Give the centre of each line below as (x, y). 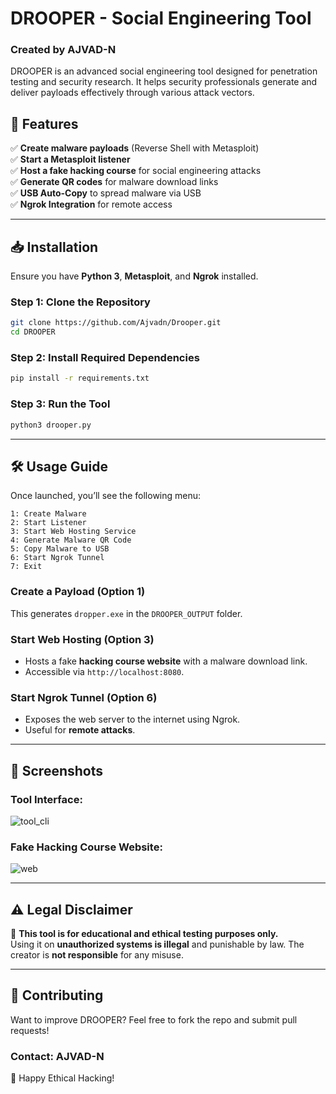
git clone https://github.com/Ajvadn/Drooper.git (116, 323)
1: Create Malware (48, 514)
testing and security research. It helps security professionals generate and (164, 82)
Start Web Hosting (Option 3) (82, 639)
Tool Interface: (46, 799)
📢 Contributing (57, 995)
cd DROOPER (33, 332)
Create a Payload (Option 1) (78, 592)
